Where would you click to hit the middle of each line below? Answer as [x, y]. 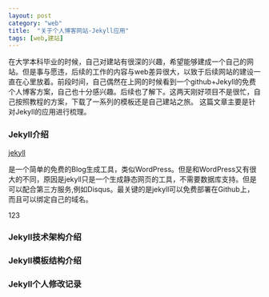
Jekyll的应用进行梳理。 [53, 112]
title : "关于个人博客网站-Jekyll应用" [69, 30]
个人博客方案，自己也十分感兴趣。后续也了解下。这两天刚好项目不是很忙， [131, 92]
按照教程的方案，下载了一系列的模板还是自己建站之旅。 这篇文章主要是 [132, 102]
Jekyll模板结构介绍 [45, 261]
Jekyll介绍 [29, 134]
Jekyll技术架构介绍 [45, 237]
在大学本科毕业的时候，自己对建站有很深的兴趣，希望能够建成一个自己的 [127, 62]
